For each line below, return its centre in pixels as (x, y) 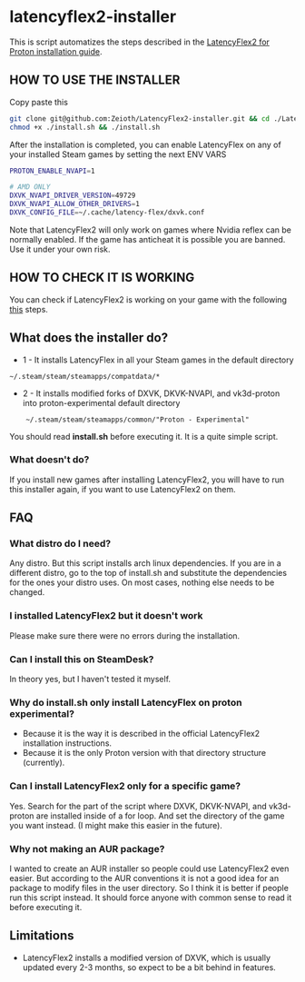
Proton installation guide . (56, 51)
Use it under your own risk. (60, 249)
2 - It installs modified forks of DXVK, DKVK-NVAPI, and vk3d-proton (151, 393)
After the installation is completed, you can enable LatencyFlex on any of (145, 144)
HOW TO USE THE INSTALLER (95, 80)
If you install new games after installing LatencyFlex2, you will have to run (147, 480)
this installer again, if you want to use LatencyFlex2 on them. (123, 489)
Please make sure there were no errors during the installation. (125, 635)
